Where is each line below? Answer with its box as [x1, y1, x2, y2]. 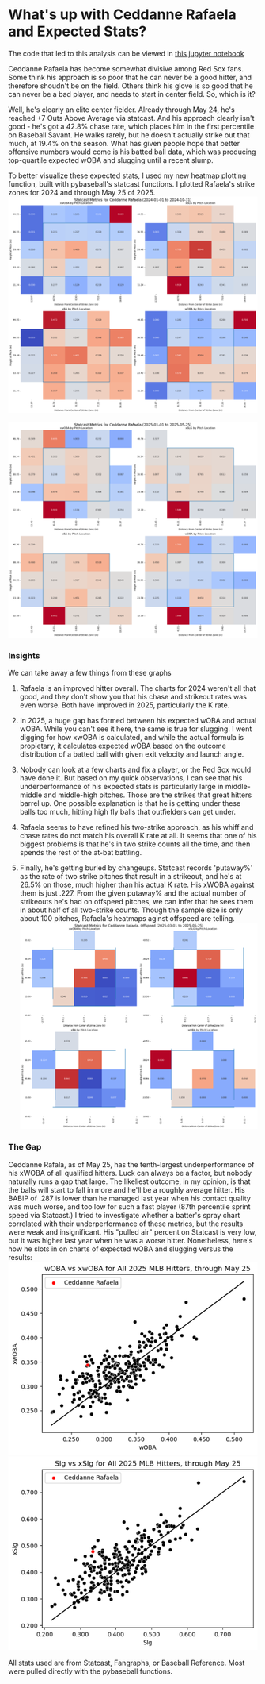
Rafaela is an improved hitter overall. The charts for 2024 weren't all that [19, 684, 256, 693]
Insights [8, 650, 40, 661]
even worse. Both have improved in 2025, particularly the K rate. [19, 700, 230, 710]
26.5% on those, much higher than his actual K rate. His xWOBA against [19, 880, 255, 890]
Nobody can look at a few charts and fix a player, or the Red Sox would [19, 765, 252, 775]
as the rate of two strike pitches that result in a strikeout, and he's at [19, 872, 242, 881]
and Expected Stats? [8, 22, 147, 40]
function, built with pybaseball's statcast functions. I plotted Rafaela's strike [8, 179, 256, 188]
